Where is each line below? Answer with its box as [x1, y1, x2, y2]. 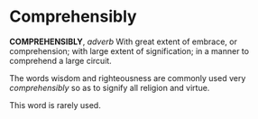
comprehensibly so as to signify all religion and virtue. [9, 82, 210, 93]
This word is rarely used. [9, 99, 101, 110]
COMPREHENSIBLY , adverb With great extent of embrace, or [9, 36, 237, 47]
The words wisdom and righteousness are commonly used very [9, 72, 246, 83]
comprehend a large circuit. [9, 55, 113, 66]
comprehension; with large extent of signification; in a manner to [9, 45, 250, 56]
